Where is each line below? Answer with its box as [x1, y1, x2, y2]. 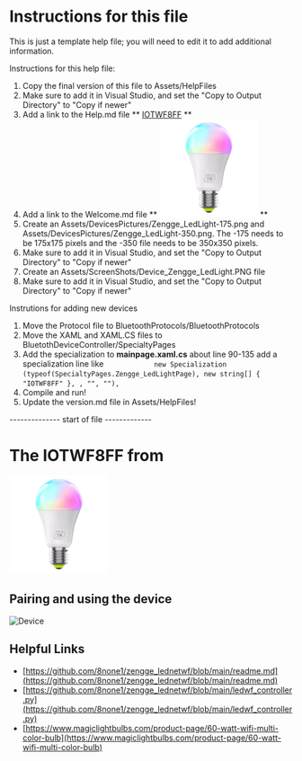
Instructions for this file [9, 6, 189, 27]
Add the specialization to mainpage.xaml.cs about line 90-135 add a [22, 349, 278, 359]
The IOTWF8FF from [9, 446, 164, 466]
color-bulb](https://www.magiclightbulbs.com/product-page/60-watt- [22, 732, 281, 743]
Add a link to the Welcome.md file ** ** [22, 208, 269, 219]
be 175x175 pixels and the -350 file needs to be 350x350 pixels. [22, 237, 259, 248]
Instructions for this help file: [9, 63, 115, 74]
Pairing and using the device [9, 591, 173, 607]
